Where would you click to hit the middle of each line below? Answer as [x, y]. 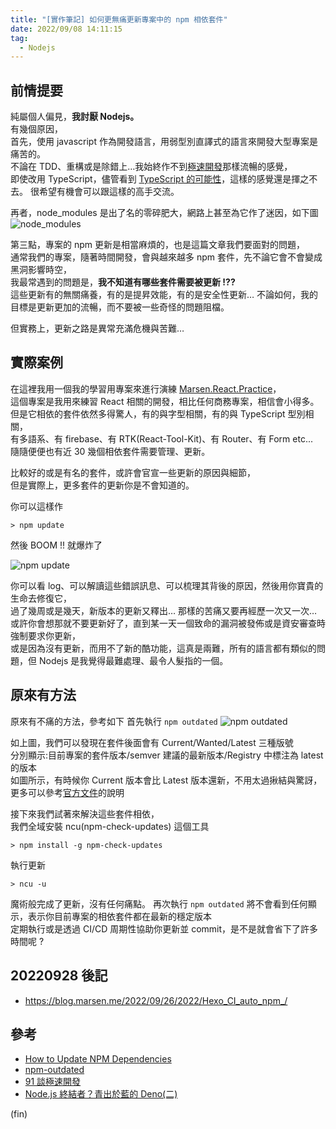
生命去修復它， [41, 598]
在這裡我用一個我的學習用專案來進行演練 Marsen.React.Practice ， [146, 388]
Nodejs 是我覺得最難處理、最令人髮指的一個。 [133, 660]
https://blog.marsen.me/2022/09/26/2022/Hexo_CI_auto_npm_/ [156, 1000]
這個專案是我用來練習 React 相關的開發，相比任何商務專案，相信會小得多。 [165, 401]
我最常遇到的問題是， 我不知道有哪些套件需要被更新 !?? [123, 282]
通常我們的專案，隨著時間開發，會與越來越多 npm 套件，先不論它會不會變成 [166, 257]
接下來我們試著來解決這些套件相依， [85, 813]
